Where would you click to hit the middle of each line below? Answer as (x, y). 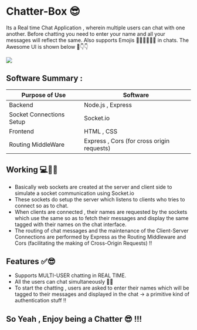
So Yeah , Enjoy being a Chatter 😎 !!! (74, 319)
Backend (21, 105)
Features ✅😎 (31, 261)
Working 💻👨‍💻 (32, 170)
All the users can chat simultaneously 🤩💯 (64, 282)
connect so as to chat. (41, 206)
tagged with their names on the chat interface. (71, 224)
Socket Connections (37, 115)
